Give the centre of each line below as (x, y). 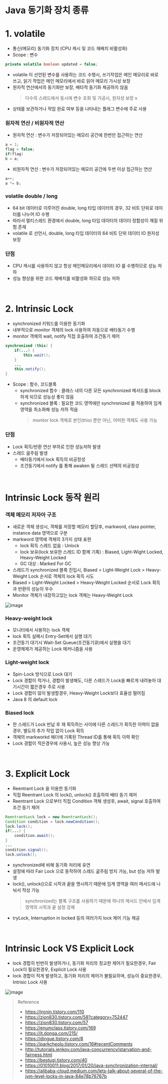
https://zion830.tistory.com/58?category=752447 (76, 1017)
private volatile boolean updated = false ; (52, 64)
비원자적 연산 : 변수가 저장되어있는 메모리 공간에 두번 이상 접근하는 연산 (82, 169)
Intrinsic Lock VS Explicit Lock (70, 948)
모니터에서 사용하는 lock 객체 (41, 630)
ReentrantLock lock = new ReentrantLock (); (52, 817)
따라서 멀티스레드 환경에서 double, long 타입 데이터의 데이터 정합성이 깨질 (85, 220)
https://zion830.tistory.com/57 (57, 1022)
